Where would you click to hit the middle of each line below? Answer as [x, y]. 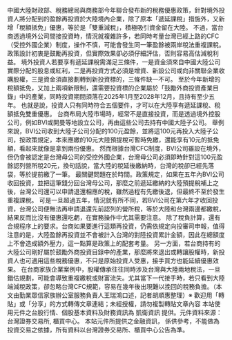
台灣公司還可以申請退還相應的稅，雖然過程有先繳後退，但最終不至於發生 [122, 191]
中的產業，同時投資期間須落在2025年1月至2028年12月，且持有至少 [114, 96]
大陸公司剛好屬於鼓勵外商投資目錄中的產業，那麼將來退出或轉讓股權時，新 [113, 252]
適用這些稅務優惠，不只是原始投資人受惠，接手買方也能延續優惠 [122, 261]
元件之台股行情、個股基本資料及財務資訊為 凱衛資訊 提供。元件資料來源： [117, 312]
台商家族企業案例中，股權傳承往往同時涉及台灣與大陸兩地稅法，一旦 [124, 269]
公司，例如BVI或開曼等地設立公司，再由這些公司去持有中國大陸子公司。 [109, 122]
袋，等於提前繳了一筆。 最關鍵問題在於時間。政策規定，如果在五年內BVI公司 [116, 174]
